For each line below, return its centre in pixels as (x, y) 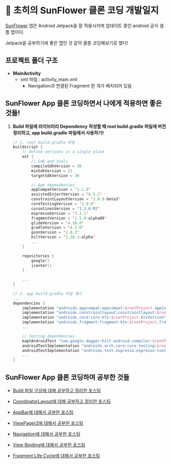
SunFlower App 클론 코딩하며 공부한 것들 (67, 377)
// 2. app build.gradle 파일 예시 (47, 294)
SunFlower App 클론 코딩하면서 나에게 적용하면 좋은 (84, 104)
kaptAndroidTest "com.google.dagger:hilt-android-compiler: (87, 341)
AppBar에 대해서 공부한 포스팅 (43, 412)
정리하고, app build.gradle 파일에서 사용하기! (58, 132)
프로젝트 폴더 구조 (32, 61)
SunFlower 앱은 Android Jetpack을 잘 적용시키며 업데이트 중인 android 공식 (82, 26)
